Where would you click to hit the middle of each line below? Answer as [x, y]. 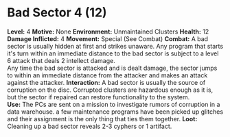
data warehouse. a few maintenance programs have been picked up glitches [115, 112]
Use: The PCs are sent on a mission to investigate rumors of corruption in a [114, 104]
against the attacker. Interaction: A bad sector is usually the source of [106, 82]
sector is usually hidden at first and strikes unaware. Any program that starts [115, 46]
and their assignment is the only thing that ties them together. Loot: [102, 119]
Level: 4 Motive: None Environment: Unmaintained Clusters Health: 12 [108, 32]
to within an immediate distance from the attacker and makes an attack [107, 75]
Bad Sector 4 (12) [57, 13]
